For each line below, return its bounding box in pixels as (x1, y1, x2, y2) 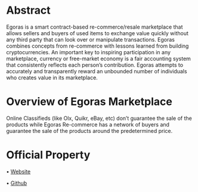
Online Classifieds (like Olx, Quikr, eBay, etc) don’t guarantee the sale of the (6, 114, 192, 122)
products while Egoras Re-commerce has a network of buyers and (6, 120, 170, 128)
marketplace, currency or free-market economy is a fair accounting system (6, 55, 191, 62)
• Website (6, 168, 31, 175)
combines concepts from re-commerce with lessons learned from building (6, 42, 189, 49)
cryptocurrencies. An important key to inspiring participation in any (6, 48, 171, 55)
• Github (6, 179, 27, 187)
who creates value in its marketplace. (6, 74, 98, 81)
